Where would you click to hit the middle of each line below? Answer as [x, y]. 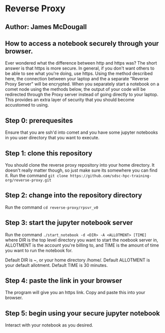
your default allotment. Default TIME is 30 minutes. [56, 265]
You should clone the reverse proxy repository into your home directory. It [80, 165]
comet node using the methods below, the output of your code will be [75, 89]
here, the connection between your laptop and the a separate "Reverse [77, 79]
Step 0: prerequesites [39, 121]
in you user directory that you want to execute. [52, 138]
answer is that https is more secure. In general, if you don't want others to [80, 68]
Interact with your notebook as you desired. [49, 325]
